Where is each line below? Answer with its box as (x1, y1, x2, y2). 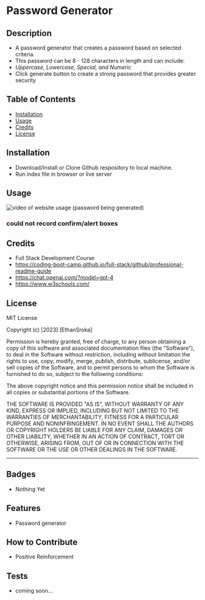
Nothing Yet (15, 485, 45, 493)
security (15, 77, 37, 84)
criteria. (15, 51, 35, 58)
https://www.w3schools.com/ (15, 280, 90, 287)
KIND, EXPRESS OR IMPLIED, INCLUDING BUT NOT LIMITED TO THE (6, 407, 179, 414)
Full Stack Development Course (15, 255, 95, 262)
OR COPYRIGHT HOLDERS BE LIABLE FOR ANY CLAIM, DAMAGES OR (6, 426, 183, 433)
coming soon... (15, 587, 53, 595)
